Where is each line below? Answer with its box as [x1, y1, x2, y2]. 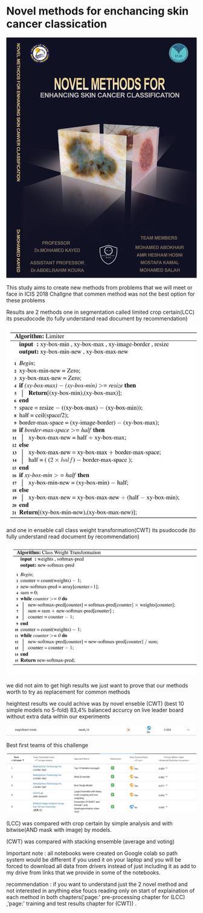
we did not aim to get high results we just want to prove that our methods [6, 682, 188, 689]
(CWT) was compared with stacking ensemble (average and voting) [6, 838, 175, 845]
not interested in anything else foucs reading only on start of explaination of [6, 887, 195, 894]
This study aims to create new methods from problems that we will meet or [6, 284, 193, 291]
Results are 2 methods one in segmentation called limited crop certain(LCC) [6, 308, 195, 316]
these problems [6, 297, 45, 304]
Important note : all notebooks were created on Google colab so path [6, 850, 178, 857]
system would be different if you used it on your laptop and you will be [6, 856, 181, 863]
